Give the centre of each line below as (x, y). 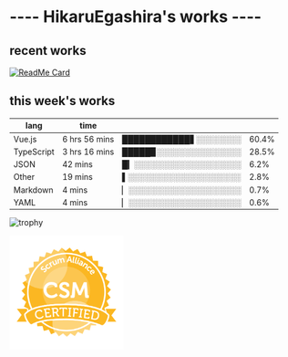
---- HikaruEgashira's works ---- (136, 17)
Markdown (33, 190)
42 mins (77, 164)
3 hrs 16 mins (88, 152)
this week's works (62, 101)
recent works (48, 51)
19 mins (77, 177)
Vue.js (25, 139)
